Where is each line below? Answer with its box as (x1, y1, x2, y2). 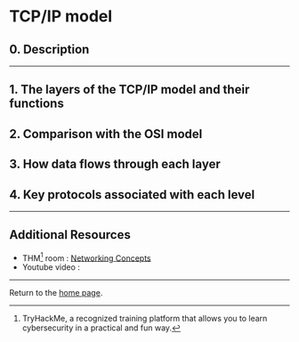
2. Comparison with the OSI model (9, 126, 203, 142)
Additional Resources (9, 227, 131, 242)
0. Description (9, 42, 90, 57)
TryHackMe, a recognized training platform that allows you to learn (21, 313, 268, 324)
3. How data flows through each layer (9, 157, 221, 172)
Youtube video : (21, 262, 80, 273)
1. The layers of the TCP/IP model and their (9, 82, 250, 97)
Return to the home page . (9, 288, 103, 298)
